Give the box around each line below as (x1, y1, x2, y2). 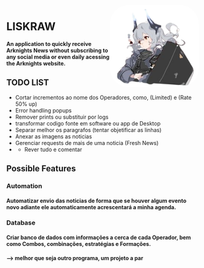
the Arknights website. (6, 59, 66, 67)
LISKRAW (6, 20, 56, 34)
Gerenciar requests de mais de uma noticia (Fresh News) (15, 139, 159, 146)
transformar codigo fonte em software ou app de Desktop (15, 119, 161, 127)
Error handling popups (15, 106, 72, 114)
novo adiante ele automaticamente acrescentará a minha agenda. (6, 203, 177, 210)
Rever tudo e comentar (24, 146, 82, 153)
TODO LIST (6, 78, 49, 88)
